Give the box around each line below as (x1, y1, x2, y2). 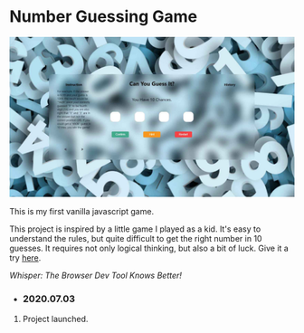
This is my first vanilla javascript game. (9, 206, 155, 217)
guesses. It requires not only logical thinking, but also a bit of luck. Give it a (9, 243, 290, 254)
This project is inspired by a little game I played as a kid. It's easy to (9, 224, 261, 234)
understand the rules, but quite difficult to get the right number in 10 (9, 233, 262, 244)
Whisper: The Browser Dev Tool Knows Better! (9, 270, 183, 281)
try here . (9, 252, 42, 263)
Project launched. (22, 313, 89, 324)
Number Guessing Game (9, 6, 198, 27)
